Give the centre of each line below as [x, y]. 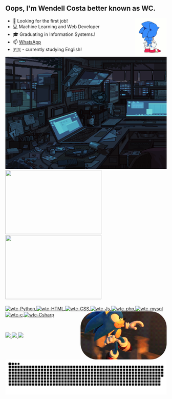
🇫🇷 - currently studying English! [47, 49]
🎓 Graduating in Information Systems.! [54, 34]
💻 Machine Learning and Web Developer [56, 26]
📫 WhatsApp [27, 42]
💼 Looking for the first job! [40, 21]
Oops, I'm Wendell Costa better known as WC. [81, 8]
